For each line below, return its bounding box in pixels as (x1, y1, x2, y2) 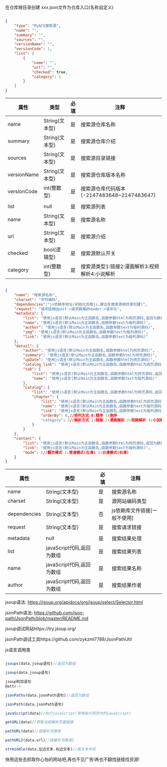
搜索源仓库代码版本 (81, 185, 126, 192)
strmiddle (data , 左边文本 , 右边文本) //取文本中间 (5, 747, 96, 752)
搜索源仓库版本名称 (81, 171, 126, 178)
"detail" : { (14, 343, 39, 349)
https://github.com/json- (34, 610, 84, 616)
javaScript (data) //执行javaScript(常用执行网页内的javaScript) (5, 711, 132, 716)
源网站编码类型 (111, 498, 147, 505)
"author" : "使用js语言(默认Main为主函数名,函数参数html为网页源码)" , (23, 348, 155, 353)
